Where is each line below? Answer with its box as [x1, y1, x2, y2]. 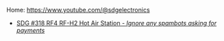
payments [16, 27, 45, 34]
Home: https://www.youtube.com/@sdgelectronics [6, 6, 150, 14]
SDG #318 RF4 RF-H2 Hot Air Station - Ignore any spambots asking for [16, 19, 217, 27]
